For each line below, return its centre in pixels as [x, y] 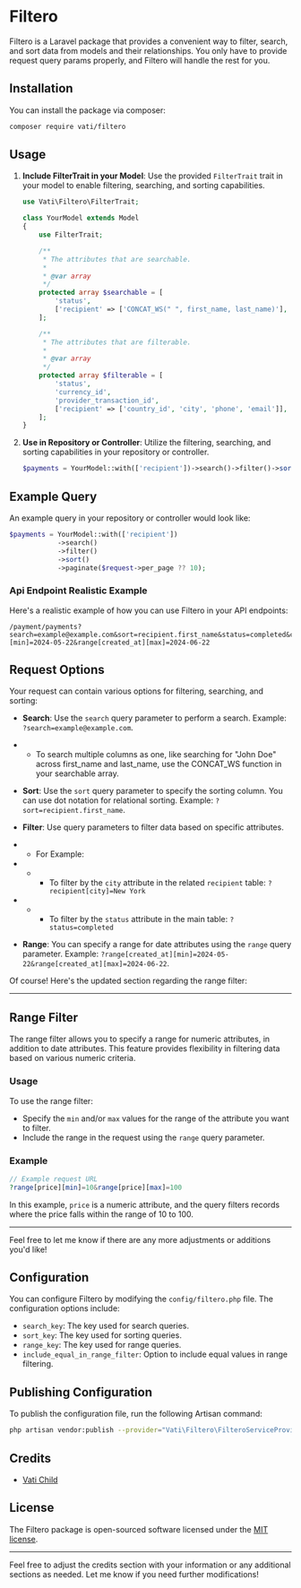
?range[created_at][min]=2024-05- [165, 955]
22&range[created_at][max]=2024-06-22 [95, 964]
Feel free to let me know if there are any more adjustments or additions [140, 1239]
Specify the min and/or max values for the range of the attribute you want [155, 1118]
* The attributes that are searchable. [117, 259]
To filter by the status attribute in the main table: [138, 919]
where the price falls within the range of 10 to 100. [102, 1214]
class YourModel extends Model [81, 218]
